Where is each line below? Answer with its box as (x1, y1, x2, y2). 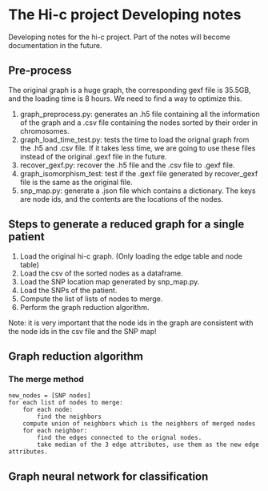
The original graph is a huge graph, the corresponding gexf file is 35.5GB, (8, 85, 251, 95)
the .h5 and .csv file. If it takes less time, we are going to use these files (19, 143, 256, 153)
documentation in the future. (8, 40, 102, 50)
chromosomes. (19, 126, 70, 135)
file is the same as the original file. (19, 177, 134, 187)
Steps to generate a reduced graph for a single (8, 218, 245, 231)
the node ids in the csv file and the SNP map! (8, 326, 158, 336)
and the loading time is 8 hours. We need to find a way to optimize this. (8, 94, 242, 103)
